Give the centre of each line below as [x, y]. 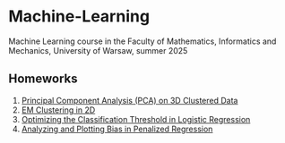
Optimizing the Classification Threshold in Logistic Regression [136, 119]
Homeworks [43, 79]
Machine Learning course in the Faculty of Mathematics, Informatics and [142, 41]
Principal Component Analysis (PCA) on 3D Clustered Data [130, 100]
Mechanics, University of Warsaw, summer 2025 [98, 50]
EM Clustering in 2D [58, 110]
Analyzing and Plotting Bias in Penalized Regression [117, 129]
